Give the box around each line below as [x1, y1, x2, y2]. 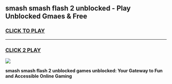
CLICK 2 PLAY [5, 46, 41, 53]
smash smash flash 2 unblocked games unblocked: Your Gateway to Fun [5, 67, 163, 73]
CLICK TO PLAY [5, 27, 45, 35]
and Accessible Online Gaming [5, 73, 72, 79]
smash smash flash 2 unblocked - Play [5, 4, 131, 13]
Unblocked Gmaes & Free [5, 12, 88, 21]
